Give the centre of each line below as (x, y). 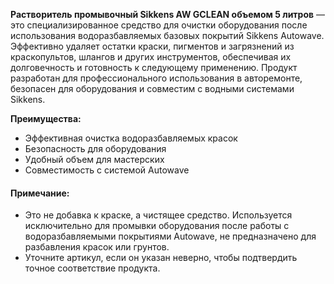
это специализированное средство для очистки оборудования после (159, 25)
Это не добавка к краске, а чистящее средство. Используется (158, 215)
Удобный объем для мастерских (94, 159)
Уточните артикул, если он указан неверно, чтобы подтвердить (161, 258)
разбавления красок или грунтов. (97, 247)
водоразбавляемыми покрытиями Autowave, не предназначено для (170, 236)
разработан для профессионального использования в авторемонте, (156, 78)
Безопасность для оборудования (95, 148)
